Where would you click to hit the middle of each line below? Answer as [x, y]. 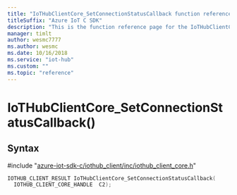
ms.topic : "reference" [41, 73]
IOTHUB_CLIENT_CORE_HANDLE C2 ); [63, 185]
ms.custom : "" [28, 66]
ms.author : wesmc [33, 46]
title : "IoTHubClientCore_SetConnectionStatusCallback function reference [120, 14]
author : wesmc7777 [34, 40]
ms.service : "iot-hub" [41, 60]
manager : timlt [30, 33]
